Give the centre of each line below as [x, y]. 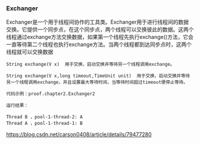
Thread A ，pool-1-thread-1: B [45, 124]
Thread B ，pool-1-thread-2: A [45, 117]
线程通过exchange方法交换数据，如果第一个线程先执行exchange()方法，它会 [100, 37]
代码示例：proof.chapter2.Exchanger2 [51, 94]
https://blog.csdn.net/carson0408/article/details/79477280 [79, 134]
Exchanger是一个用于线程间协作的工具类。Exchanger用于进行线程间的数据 [98, 22]
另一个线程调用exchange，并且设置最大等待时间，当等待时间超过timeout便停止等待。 [97, 82]
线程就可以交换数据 [30, 52]
